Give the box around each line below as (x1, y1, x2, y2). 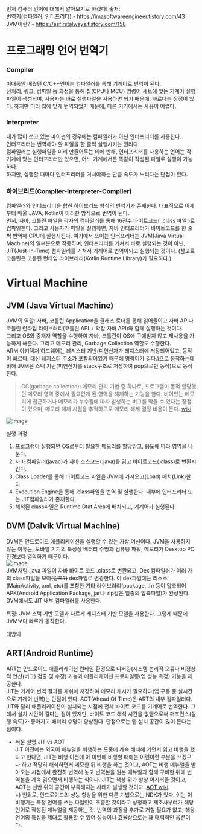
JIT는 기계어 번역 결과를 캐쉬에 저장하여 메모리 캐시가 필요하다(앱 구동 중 (6, 687, 177, 694)
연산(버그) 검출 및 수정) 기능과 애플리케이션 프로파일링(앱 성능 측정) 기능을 (12, 672, 187, 679)
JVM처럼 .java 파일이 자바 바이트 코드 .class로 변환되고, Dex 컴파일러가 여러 (6, 566, 187, 574)
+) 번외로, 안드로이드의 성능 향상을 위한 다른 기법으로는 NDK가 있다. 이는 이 (14, 791, 193, 798)
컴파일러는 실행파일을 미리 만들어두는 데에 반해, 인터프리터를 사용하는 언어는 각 (6, 147, 192, 155)
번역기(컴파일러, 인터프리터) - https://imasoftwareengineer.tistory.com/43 (6, 13, 185, 20)
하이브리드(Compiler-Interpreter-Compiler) (6, 187, 132, 195)
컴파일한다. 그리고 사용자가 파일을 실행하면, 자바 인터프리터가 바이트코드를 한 (6, 225, 187, 232)
